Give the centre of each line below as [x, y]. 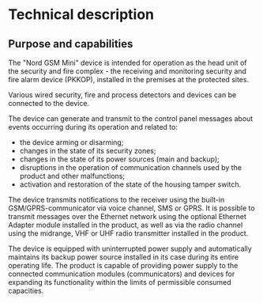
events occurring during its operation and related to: [93, 127]
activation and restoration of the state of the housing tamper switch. [130, 184]
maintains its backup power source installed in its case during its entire [124, 257]
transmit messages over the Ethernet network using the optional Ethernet [128, 216]
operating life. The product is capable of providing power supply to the [123, 265]
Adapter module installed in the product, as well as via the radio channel [126, 225]
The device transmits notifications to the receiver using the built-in [116, 200]
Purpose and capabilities [71, 44]
